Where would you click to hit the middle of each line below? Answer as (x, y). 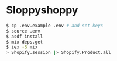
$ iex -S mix (22, 47)
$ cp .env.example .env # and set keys (55, 26)
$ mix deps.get (25, 42)
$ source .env (23, 31)
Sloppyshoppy (42, 10)
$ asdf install (25, 36)
